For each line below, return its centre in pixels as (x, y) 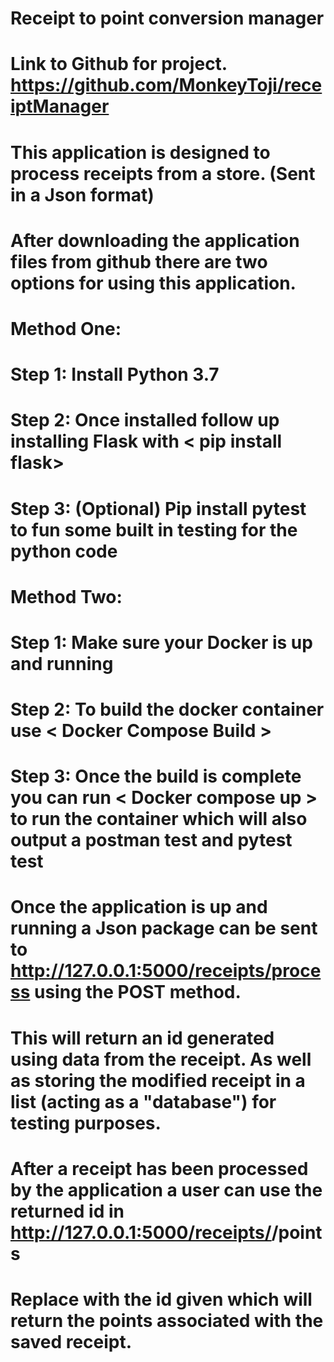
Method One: (66, 328)
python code (64, 551)
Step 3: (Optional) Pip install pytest (158, 508)
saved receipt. (71, 1342)
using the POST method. (138, 992)
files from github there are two (139, 261)
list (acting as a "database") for (143, 1101)
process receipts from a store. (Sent (163, 173)
